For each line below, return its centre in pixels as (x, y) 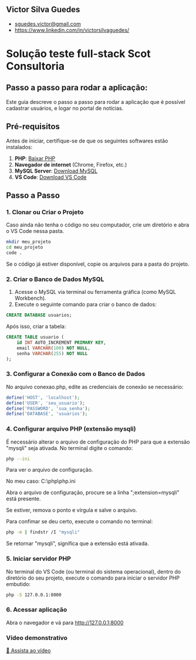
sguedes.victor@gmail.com (48, 23)
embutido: (18, 584)
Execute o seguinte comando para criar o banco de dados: (85, 304)
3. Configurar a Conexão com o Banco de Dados (76, 374)
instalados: (19, 147)
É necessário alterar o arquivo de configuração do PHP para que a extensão (98, 442)
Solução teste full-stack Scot (78, 54)
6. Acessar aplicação (37, 610)
